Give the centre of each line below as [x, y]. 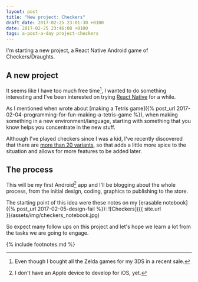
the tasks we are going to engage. [47, 233]
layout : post [22, 12]
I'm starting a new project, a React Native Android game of [77, 50]
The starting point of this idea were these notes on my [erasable [84, 203]
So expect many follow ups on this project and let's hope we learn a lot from [99, 227]
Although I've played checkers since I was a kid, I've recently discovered [94, 138]
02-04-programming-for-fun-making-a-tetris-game [69, 114]
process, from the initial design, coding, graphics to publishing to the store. [97, 191]
